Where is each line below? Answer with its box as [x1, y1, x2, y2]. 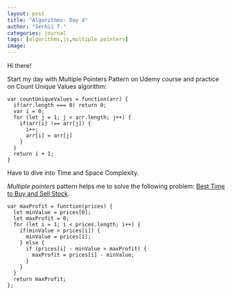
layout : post [7, 10, 45, 17]
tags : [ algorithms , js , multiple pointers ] [7, 36, 129, 43]
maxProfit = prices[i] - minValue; [32, 251, 135, 258]
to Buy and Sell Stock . [7, 189, 71, 198]
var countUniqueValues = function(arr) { [7, 96, 129, 103]
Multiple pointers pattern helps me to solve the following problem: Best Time [7, 182, 225, 190]
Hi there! [7, 62, 32, 69]
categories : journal [7, 29, 67, 37]
